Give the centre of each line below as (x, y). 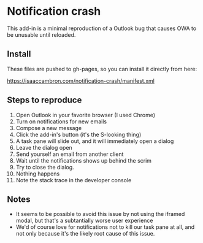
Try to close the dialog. (45, 167)
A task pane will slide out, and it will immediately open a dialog (95, 141)
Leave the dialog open (44, 147)
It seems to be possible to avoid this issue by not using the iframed (100, 214)
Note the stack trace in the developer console (74, 180)
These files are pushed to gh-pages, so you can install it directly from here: (102, 69)
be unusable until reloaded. (41, 34)
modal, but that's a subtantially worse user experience (84, 221)
